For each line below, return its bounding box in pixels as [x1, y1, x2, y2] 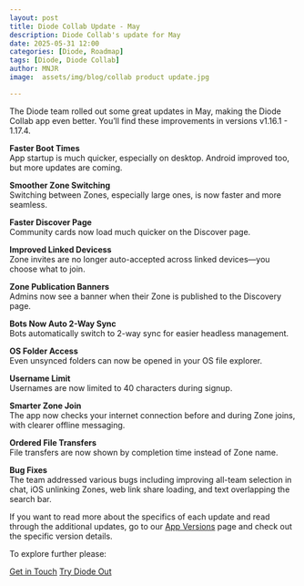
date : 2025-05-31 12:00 [9, 38, 100, 48]
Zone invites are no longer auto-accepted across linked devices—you [9, 253, 270, 264]
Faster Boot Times [9, 142, 80, 153]
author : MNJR [9, 65, 59, 74]
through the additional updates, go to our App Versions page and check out [9, 520, 293, 531]
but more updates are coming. [9, 161, 123, 173]
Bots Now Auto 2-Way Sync [9, 318, 117, 329]
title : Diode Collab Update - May [9, 22, 141, 31]
